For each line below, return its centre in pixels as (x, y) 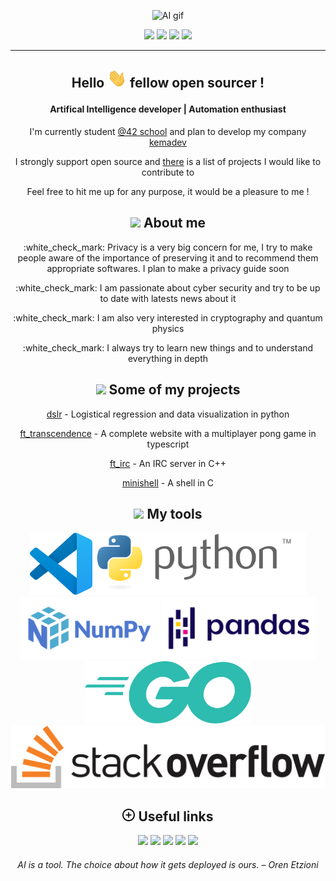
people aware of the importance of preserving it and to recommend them (168, 257)
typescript (168, 444)
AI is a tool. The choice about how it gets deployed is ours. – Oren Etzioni (168, 864)
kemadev (168, 142)
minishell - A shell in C (168, 482)
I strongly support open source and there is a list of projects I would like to (168, 161)
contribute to (168, 172)
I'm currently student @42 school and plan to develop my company (168, 131)
